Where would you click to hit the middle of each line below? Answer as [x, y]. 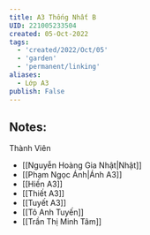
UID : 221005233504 [43, 26]
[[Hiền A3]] [42, 184]
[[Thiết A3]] [43, 193]
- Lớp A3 [33, 83]
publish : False [37, 91]
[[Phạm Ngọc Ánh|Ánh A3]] [72, 175]
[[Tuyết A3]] [44, 203]
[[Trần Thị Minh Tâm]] [62, 222]
